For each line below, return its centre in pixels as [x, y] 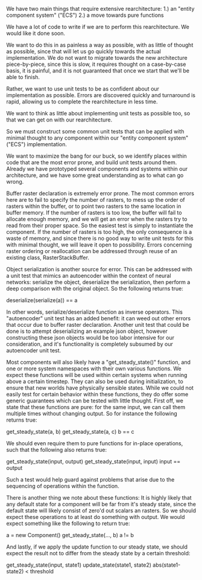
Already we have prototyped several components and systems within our [97, 169]
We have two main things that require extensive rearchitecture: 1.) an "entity [100, 9]
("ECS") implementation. [37, 144]
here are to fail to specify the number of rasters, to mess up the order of [96, 200]
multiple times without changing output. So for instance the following [92, 414]
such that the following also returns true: [57, 450]
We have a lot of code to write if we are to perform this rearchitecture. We [98, 27]
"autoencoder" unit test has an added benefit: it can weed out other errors [99, 318]
